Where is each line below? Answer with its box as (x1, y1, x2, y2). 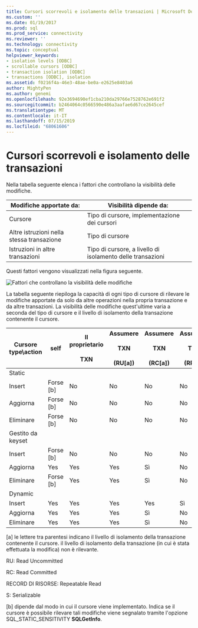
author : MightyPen (6, 85, 51, 91)
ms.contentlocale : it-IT (6, 113, 67, 118)
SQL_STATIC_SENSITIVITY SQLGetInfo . (6, 615, 102, 622)
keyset (9, 437, 28, 445)
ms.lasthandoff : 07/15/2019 (6, 118, 75, 124)
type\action (9, 348, 42, 356)
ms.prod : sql (6, 25, 38, 31)
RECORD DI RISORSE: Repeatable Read (6, 580, 101, 587)
